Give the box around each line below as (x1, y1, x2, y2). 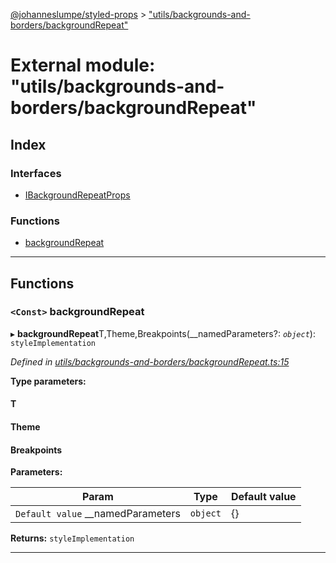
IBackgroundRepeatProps (24, 189, 131, 201)
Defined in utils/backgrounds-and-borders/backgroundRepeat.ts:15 (10, 355, 290, 368)
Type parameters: (10, 375, 87, 387)
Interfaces (10, 166, 62, 180)
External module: (10, 54, 156, 77)
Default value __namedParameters (15, 507, 181, 521)
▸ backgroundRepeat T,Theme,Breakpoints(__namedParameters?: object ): (10, 327, 316, 339)
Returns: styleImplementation (10, 532, 135, 544)
